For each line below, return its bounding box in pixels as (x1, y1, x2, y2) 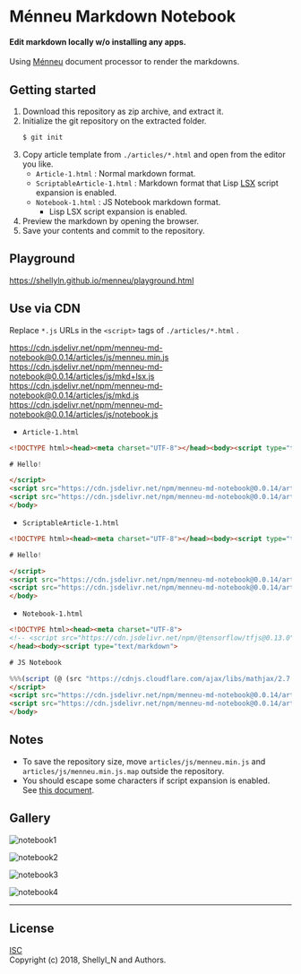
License (9, 921, 55, 936)
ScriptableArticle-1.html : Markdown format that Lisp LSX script (35, 177, 279, 189)
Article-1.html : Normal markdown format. (35, 168, 196, 179)
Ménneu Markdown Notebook (9, 6, 236, 27)
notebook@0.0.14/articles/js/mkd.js (9, 390, 140, 401)
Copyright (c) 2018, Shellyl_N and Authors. (9, 954, 167, 965)
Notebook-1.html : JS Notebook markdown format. (35, 197, 221, 208)
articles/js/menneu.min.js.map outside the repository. (21, 765, 225, 776)
